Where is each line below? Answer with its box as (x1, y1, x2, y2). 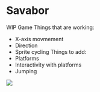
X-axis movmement (14, 35, 64, 42)
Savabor (6, 4, 49, 18)
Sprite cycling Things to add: (14, 48, 87, 55)
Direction (14, 42, 38, 49)
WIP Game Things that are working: (6, 24, 95, 31)
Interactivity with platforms (14, 61, 82, 68)
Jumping (14, 67, 37, 74)
